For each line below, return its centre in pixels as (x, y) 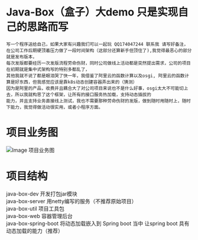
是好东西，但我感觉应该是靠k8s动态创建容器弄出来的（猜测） (74, 82)
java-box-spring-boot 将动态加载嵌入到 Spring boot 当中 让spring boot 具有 (98, 223)
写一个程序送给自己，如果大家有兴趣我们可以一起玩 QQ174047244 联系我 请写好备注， (97, 44)
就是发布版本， (22, 57)
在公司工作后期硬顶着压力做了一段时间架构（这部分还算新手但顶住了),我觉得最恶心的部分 (99, 50)
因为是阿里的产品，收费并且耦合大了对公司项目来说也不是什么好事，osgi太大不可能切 (95, 88)
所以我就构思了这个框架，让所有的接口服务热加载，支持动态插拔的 (83, 95)
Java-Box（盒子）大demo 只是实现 (92, 12)
